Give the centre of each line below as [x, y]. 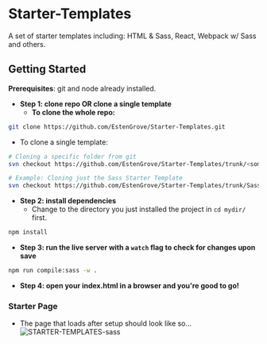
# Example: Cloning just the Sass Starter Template [95, 178]
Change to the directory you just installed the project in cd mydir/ [139, 209]
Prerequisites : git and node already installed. [82, 88]
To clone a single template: [64, 142]
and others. [27, 44]
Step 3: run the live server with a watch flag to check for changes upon [137, 247]
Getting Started [47, 70]
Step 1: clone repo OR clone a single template [96, 103]
